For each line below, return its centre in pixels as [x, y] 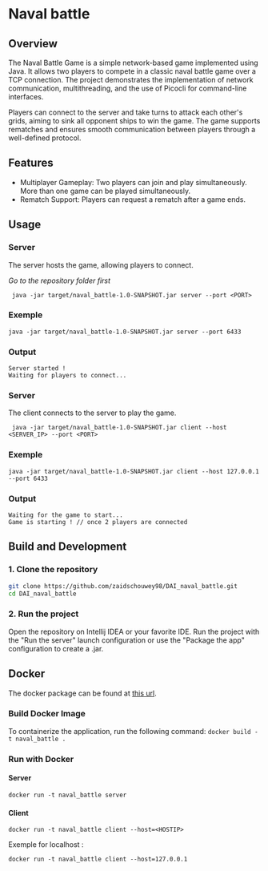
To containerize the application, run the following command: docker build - [133, 731]
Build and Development [68, 547]
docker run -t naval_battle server [68, 795]
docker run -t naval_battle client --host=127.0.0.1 [98, 859]
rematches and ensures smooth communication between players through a [132, 129]
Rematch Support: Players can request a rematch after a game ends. [133, 199]
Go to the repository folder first [59, 280]
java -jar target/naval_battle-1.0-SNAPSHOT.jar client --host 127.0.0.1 [134, 471]
